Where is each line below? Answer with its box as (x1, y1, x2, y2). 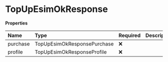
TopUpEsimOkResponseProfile (34, 48, 107, 55)
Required (118, 31, 141, 38)
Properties (5, 20, 28, 26)
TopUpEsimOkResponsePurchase (34, 40, 114, 47)
